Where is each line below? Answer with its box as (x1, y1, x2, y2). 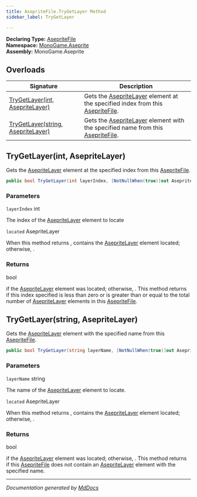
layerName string (6, 375, 45, 382)
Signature (29, 82, 58, 90)
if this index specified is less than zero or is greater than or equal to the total (6, 291, 190, 298)
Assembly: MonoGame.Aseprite (6, 48, 84, 55)
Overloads (6, 65, 45, 75)
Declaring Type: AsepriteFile (6, 35, 76, 42)
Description (119, 82, 153, 90)
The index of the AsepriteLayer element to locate (6, 217, 124, 224)
